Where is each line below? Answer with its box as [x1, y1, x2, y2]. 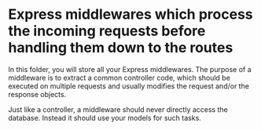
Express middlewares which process [8, 5, 253, 23]
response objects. [8, 89, 67, 99]
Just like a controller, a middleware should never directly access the [8, 104, 228, 114]
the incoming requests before [8, 22, 206, 40]
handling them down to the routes [8, 39, 233, 56]
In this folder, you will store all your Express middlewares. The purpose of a [8, 64, 252, 74]
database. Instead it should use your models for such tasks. [8, 113, 202, 122]
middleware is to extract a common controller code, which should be [8, 73, 230, 82]
